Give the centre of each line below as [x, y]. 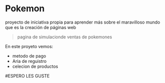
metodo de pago [29, 56]
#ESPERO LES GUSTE [27, 76]
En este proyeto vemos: [29, 46]
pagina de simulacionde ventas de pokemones [64, 37]
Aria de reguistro [29, 61]
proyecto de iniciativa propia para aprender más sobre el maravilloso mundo [83, 22]
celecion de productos [35, 66]
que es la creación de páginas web [41, 27]
